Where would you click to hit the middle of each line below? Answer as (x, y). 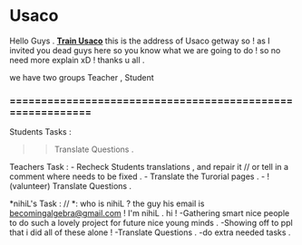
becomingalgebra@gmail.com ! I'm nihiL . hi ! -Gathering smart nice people (150, 213)
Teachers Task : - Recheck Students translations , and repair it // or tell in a (149, 167)
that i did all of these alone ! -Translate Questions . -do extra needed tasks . (150, 232)
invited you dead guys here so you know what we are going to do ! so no (145, 50)
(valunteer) (30, 186)
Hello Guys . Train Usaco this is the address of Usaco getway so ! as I (140, 41)
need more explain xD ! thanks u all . (77, 60)
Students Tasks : (40, 132)
